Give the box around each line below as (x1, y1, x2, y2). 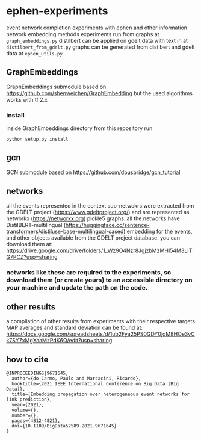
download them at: (6, 240, 53, 247)
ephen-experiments (6, 4, 108, 18)
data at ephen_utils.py (6, 49, 63, 57)
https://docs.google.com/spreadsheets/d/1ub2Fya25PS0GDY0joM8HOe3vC (6, 330, 196, 338)
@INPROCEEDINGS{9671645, (6, 370, 69, 377)
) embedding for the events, (123, 228, 193, 235)
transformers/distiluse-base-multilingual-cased (6, 228, 124, 235)
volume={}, (11, 407, 39, 414)
